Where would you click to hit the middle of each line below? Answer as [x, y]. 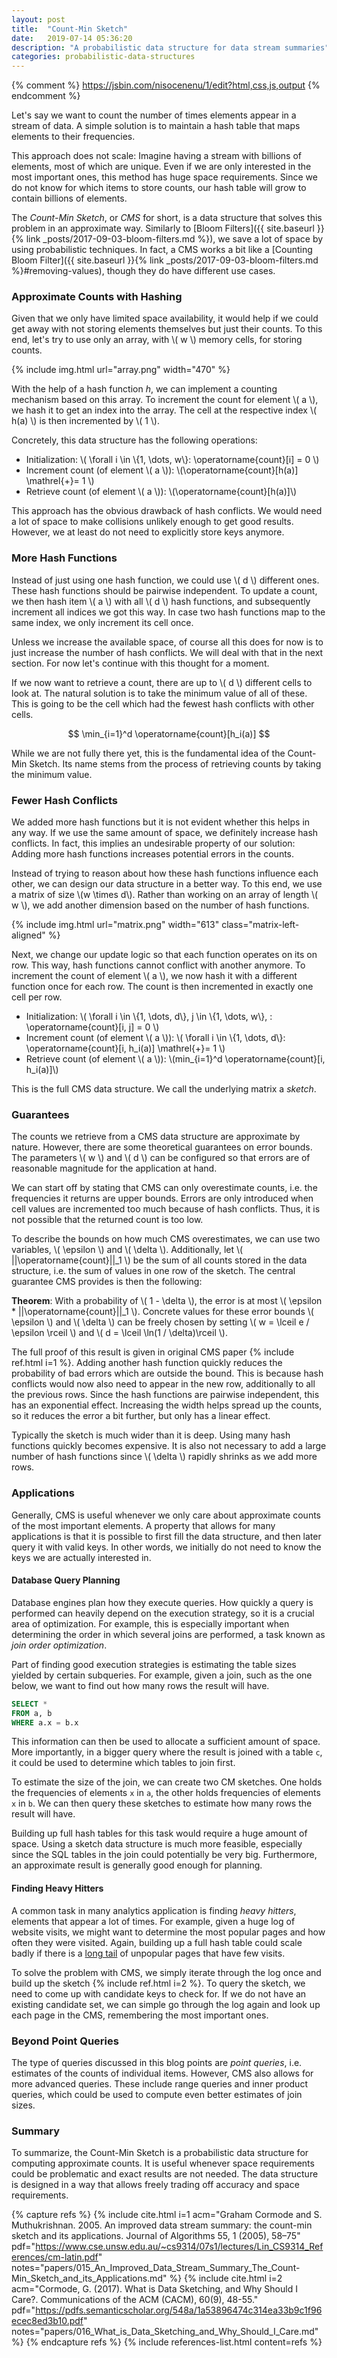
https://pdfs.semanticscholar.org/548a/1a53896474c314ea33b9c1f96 [179, 2310]
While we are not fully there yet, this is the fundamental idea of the [148, 753]
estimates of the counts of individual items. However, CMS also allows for [162, 2073]
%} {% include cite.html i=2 [226, 2278]
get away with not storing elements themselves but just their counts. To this [167, 329]
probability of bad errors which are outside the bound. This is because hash [167, 1373]
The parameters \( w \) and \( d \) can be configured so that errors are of [161, 1158]
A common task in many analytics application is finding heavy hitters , [154, 1910]
